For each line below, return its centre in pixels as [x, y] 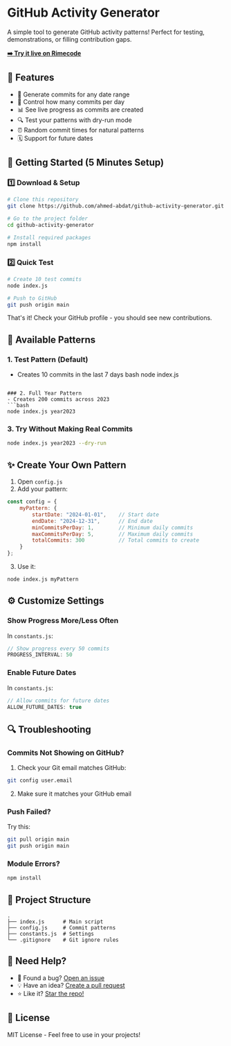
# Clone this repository [43, 200]
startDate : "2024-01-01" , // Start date [95, 515]
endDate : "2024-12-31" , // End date [93, 521]
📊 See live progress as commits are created [80, 110]
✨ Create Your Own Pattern [67, 465]
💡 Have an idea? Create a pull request [71, 985]
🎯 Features [31, 78]
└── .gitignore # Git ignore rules [63, 940]
